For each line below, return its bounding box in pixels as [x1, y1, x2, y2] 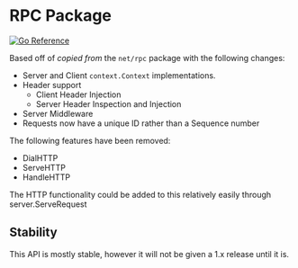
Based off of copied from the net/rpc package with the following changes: [9, 52, 285, 63]
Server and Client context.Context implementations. [22, 69, 216, 81]
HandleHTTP [22, 172, 70, 183]
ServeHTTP [22, 162, 66, 173]
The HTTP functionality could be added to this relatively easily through [9, 189, 272, 200]
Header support [22, 79, 82, 90]
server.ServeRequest [9, 199, 87, 210]
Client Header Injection [35, 89, 122, 100]
